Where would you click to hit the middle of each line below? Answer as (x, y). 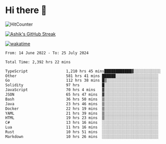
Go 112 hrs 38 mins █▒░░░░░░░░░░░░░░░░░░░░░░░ (82, 81)
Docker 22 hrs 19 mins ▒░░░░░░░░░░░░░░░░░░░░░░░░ (82, 109)
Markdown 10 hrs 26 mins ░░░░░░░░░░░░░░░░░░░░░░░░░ (82, 136)
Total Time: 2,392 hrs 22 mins (38, 62)
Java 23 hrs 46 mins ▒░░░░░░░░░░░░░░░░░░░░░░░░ (82, 104)
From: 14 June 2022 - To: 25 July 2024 (47, 53)
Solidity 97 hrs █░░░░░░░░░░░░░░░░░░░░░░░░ (82, 85)
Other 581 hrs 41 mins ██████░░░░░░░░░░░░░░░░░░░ (82, 76)
